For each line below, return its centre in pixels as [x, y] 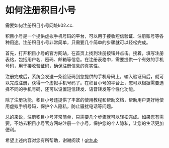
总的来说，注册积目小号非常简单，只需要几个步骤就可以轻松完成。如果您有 [82, 117]
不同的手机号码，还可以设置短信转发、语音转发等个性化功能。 [73, 89]
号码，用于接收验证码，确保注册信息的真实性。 [54, 66]
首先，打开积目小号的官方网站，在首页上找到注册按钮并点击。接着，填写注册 [84, 53]
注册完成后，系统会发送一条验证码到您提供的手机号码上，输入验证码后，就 [82, 76]
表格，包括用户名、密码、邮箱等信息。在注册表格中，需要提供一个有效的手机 [84, 59]
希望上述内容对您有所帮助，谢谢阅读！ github [52, 140]
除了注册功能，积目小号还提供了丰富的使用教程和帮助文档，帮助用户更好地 [82, 100]
